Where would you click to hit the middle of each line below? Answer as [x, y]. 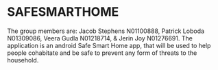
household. [23, 60]
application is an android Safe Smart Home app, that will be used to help [109, 45]
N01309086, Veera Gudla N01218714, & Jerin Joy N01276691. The [100, 38]
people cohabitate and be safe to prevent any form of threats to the [102, 53]
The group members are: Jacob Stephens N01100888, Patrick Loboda [106, 31]
